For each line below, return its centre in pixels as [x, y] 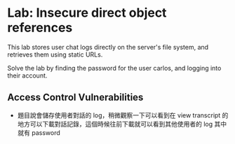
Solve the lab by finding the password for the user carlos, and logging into [114, 68]
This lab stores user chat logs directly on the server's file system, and [108, 47]
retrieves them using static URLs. [55, 55]
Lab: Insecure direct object [87, 13]
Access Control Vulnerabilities [75, 98]
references [40, 28]
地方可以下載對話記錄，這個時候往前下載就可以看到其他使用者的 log [115, 124]
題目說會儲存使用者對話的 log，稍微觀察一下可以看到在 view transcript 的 [123, 115]
